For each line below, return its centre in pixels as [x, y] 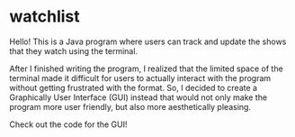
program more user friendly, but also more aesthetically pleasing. [130, 106]
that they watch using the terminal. [73, 50]
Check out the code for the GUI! [68, 124]
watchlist [45, 17]
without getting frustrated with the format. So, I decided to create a [134, 87]
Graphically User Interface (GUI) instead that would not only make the [139, 97]
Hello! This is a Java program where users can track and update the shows [148, 41]
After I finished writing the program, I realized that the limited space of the [146, 68]
